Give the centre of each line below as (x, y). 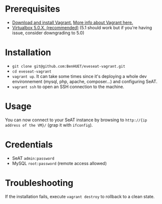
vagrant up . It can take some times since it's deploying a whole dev (79, 76)
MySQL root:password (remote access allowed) (59, 163)
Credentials (29, 145)
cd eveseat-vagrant (32, 72)
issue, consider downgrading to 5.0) (48, 33)
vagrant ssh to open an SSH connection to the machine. (68, 87)
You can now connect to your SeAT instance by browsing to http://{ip (76, 120)
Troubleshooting (39, 183)
